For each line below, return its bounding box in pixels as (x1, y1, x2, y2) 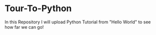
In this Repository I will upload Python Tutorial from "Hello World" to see (4, 19, 151, 25)
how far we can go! (4, 24, 44, 30)
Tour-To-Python (4, 3, 72, 14)
